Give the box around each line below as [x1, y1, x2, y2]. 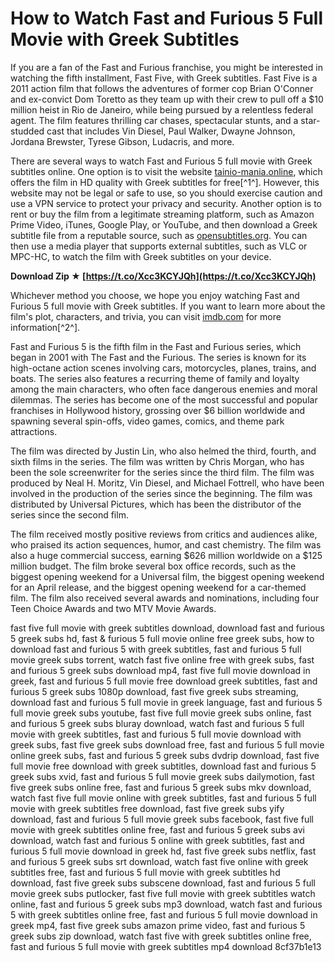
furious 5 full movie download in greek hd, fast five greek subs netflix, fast [10, 845, 317, 857]
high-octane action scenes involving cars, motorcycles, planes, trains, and [10, 362, 317, 374]
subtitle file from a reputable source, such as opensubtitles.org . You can [10, 229, 308, 241]
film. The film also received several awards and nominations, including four [10, 592, 320, 604]
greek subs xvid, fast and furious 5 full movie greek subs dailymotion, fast [10, 770, 315, 782]
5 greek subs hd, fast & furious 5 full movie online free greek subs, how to [10, 632, 315, 644]
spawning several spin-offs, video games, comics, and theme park [10, 415, 285, 427]
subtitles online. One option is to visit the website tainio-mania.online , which [10, 165, 323, 177]
